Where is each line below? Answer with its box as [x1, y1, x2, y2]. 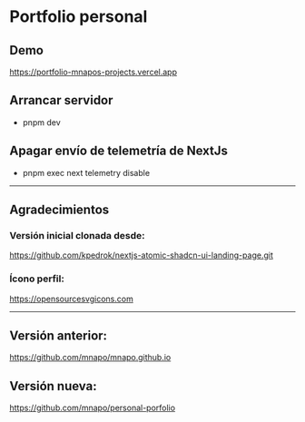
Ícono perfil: [9, 272, 65, 285]
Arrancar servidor [9, 93, 113, 108]
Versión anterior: [9, 329, 107, 343]
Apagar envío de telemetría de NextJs [9, 143, 229, 159]
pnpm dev [22, 116, 61, 128]
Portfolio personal [9, 6, 148, 27]
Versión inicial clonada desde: [9, 229, 145, 241]
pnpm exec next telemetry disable [22, 167, 151, 178]
